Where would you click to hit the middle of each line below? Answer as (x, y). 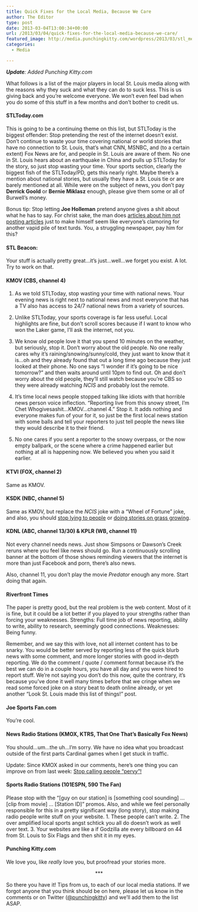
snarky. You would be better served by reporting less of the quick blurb (93, 650)
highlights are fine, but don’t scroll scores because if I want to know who (103, 324)
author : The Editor (30, 17)
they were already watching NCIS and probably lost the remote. (92, 385)
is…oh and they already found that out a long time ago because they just (103, 360)
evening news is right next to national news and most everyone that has (102, 300)
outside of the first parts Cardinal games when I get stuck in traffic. (88, 753)
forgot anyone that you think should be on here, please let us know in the (95, 891)
